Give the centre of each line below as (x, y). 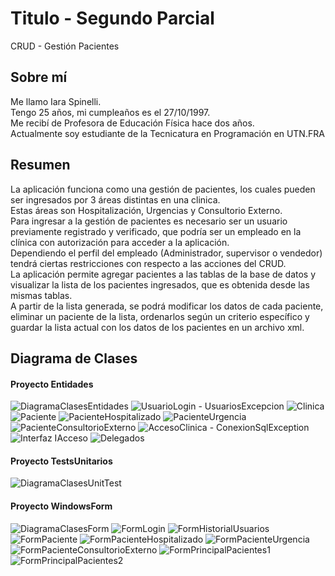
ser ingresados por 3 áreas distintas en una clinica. (115, 199)
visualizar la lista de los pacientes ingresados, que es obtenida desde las (160, 284)
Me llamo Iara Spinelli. (56, 101)
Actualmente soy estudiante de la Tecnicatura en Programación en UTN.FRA (167, 133)
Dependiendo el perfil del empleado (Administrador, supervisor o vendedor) (166, 253)
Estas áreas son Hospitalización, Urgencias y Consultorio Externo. (146, 210)
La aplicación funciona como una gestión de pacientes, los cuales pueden (163, 189)
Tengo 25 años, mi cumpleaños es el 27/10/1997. (110, 112)
